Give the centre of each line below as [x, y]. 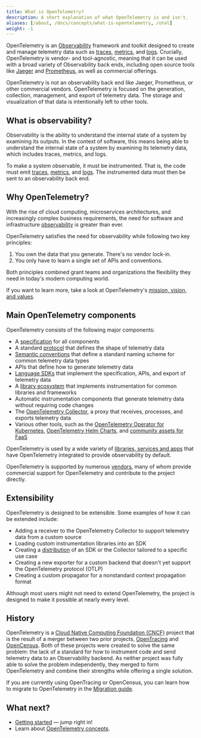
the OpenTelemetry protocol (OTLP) [59, 569]
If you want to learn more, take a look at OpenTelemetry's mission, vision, [97, 290]
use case [26, 556]
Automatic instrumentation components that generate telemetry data [99, 399]
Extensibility [30, 498]
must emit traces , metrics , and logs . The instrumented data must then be [96, 172]
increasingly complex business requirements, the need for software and [95, 218]
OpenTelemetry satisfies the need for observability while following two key [98, 236]
